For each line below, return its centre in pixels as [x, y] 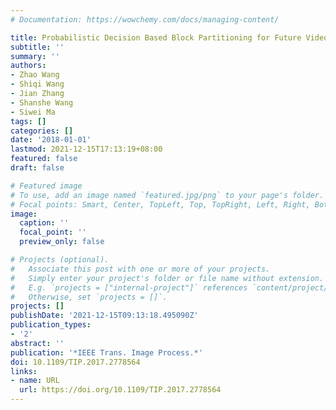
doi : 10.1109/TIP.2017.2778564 [75, 362]
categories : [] [42, 131]
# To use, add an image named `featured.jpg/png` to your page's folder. [167, 195]
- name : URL [35, 381]
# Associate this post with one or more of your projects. [140, 269]
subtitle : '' [37, 47]
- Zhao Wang [35, 75]
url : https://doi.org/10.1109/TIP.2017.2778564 [120, 390]
